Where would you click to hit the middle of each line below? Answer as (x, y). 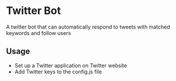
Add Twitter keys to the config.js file (58, 72)
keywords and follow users (39, 33)
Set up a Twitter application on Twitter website (71, 65)
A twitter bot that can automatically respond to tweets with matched (88, 27)
